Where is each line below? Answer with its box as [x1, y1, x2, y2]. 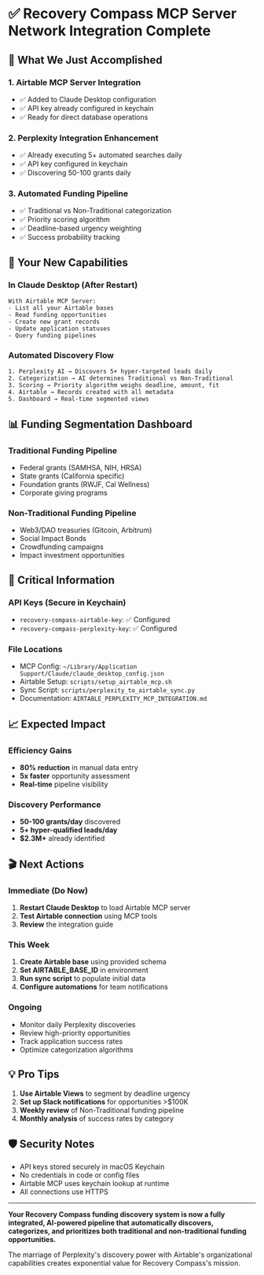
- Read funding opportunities [8, 311, 108, 319]
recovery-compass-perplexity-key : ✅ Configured [19, 624, 178, 633]
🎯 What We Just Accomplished [8, 53, 163, 67]
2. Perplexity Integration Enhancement [8, 132, 159, 143]
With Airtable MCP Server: [8, 297, 97, 305]
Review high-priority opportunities [19, 1028, 131, 1037]
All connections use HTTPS [19, 1187, 108, 1196]
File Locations [8, 644, 63, 655]
